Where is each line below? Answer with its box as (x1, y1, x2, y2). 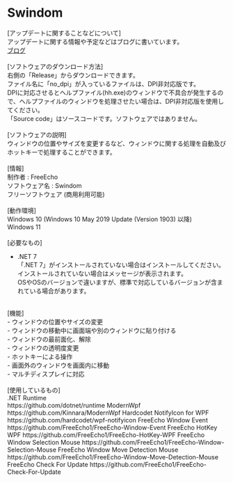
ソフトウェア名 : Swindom (7, 181, 82, 189)
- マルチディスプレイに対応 (7, 370, 85, 378)
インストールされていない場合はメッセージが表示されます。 (17, 269, 188, 278)
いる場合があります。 (29, 287, 90, 295)
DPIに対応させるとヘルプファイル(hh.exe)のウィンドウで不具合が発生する (7, 88, 218, 97)
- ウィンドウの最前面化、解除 (7, 335, 92, 343)
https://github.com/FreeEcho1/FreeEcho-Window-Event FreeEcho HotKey (7, 423, 218, 431)
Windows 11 (7, 223, 41, 231)
